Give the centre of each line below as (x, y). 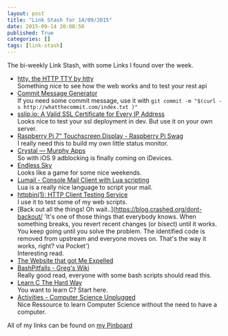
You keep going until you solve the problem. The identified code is (111, 231)
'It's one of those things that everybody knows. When (120, 217)
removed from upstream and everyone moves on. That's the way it (112, 238)
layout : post (26, 13)
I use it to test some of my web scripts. (72, 202)
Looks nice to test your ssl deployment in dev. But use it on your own (115, 121)
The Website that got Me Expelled (65, 260)
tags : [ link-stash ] (35, 46)
